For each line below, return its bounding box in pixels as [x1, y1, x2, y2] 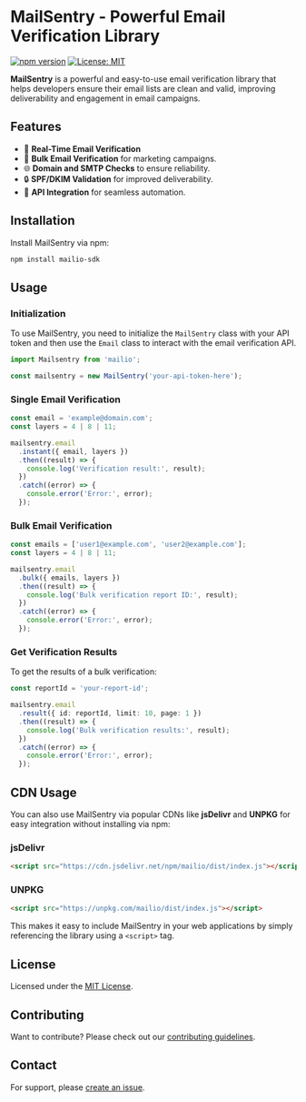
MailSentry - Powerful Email [10, 6, 226, 27]
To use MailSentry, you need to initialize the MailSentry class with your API [10, 328, 290, 339]
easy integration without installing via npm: [10, 818, 171, 829]
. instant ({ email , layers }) [18, 447, 129, 456]
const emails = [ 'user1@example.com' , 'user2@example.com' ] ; [10, 540, 247, 550]
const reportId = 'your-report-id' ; [10, 684, 149, 693]
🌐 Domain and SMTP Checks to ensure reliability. [23, 162, 211, 174]
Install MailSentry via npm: [10, 237, 110, 248]
